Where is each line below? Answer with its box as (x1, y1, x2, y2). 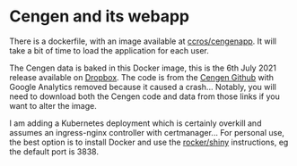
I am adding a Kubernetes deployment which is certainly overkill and (9, 118, 262, 129)
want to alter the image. (9, 100, 97, 111)
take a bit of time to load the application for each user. (9, 45, 209, 55)
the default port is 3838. (9, 145, 99, 157)
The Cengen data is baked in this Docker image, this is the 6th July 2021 (9, 62, 276, 73)
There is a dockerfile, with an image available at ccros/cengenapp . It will (9, 36, 276, 46)
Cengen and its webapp (9, 6, 190, 27)
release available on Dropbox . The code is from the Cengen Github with (9, 71, 275, 82)
